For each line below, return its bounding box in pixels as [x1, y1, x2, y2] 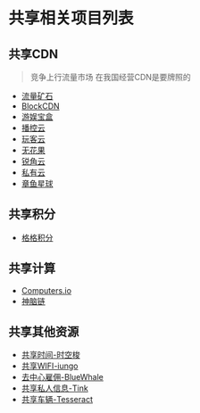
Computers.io [21, 285, 72, 295]
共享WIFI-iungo [21, 360, 79, 371]
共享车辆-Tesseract [21, 394, 93, 405]
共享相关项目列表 [8, 8, 135, 29]
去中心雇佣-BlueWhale [21, 372, 104, 383]
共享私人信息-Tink [21, 383, 88, 393]
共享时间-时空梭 [21, 350, 81, 360]
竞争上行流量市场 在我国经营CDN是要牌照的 [29, 72, 191, 82]
